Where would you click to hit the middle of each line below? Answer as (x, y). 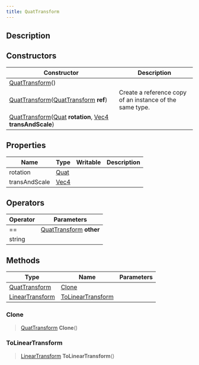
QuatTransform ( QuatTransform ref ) (58, 100)
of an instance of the (147, 100)
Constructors (31, 56)
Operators (25, 203)
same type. (134, 107)
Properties (26, 145)
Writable (89, 162)
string (17, 240)
